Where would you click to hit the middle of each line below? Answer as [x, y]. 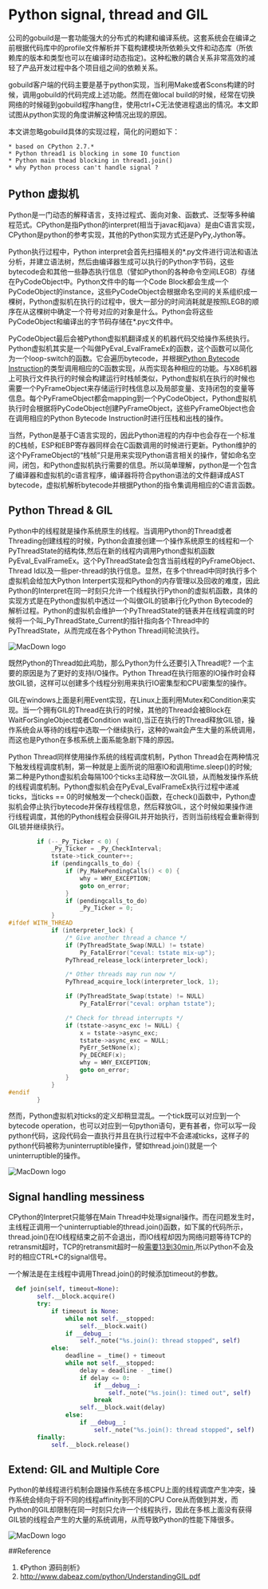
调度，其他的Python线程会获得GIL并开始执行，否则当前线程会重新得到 [144, 816]
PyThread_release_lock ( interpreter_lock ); [137, 960]
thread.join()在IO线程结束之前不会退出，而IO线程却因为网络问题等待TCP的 [130, 1237]
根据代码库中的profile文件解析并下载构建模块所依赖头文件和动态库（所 [130, 47]
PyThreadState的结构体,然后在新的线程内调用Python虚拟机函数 [112, 550]
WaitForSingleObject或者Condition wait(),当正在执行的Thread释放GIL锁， [128, 720]
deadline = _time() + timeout [115, 1356]
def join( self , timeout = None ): [67, 1289]
